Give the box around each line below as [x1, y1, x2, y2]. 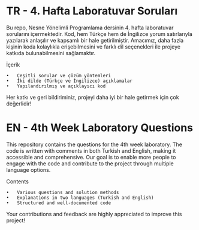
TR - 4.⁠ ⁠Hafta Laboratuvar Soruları [6, 4, 178, 18]
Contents [6, 178, 29, 185]
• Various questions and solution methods [6, 189, 119, 195]
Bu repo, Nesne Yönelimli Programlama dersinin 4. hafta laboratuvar [6, 24, 174, 31]
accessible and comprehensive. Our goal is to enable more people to [6, 153, 176, 161]
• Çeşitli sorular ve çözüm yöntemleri [6, 72, 111, 78]
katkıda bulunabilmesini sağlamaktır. [6, 49, 96, 56]
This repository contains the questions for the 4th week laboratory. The [6, 141, 183, 148]
